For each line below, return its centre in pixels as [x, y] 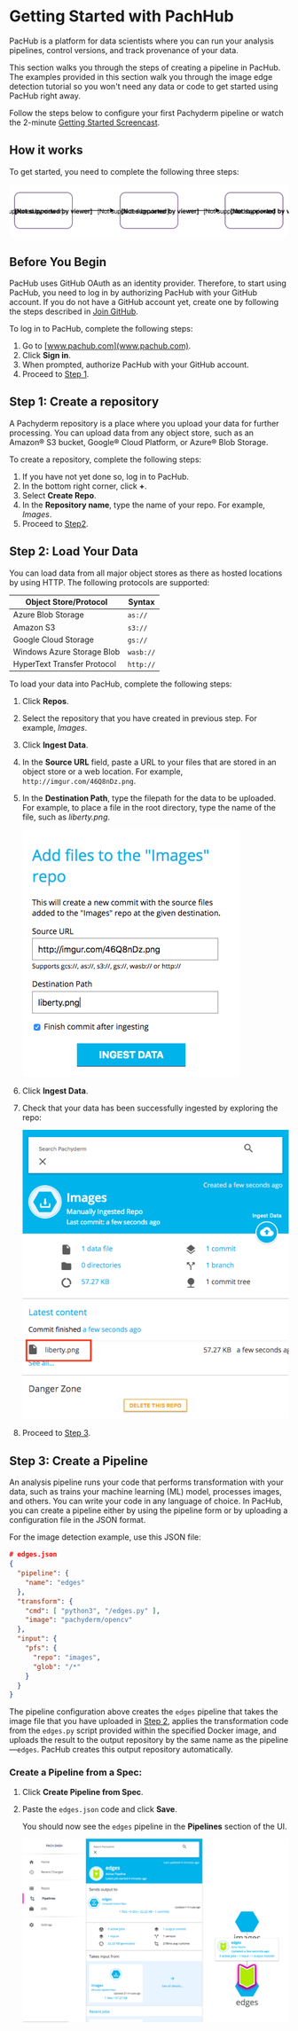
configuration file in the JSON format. [78, 1520]
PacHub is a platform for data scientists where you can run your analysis [142, 41]
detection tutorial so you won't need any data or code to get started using [144, 86]
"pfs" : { [41, 1648]
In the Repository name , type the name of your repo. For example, [144, 505]
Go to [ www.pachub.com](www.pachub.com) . [106, 346]
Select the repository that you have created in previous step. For [139, 718]
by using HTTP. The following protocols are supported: [110, 582]
